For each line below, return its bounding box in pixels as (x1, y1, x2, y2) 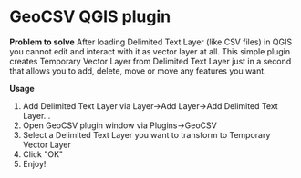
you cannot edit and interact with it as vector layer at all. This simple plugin (9, 45, 291, 56)
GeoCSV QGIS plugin (9, 6, 171, 27)
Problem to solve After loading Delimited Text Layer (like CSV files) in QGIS (9, 36, 293, 47)
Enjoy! (22, 158, 47, 169)
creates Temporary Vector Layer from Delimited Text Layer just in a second (9, 55, 292, 66)
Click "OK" (22, 148, 64, 160)
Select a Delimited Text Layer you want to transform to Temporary (22, 129, 271, 140)
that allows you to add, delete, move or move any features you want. (9, 65, 266, 76)
